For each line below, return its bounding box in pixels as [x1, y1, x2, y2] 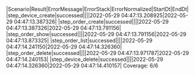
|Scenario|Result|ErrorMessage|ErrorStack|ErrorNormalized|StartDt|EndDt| [6, 6, 189, 12]
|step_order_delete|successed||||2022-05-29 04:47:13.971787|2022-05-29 [6, 50, 189, 56]
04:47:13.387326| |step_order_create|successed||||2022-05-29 [14, 18, 169, 25]
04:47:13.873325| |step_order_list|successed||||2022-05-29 [6, 37, 152, 44]
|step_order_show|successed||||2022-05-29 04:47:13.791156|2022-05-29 [6, 31, 187, 38]
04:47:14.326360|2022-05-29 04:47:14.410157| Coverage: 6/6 [6, 62, 158, 69]
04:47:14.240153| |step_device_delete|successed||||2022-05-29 [6, 56, 164, 63]
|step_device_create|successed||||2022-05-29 [6, 12, 120, 19]
